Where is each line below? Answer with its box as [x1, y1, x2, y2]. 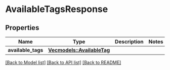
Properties [5, 23, 39, 32]
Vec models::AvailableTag [48, 46, 110, 53]
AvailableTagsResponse [5, 3, 108, 15]
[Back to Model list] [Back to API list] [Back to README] [5, 59, 121, 65]
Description [114, 38, 144, 45]
